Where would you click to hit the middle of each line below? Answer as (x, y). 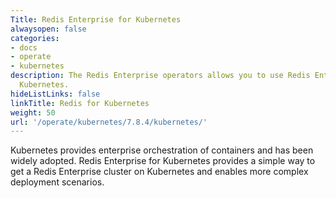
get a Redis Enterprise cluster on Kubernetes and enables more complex (159, 172)
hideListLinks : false (55, 94)
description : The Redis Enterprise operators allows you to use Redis (160, 76)
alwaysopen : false (48, 29)
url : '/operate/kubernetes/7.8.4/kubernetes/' (109, 122)
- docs (24, 47)
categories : (35, 38)
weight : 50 (33, 112)
